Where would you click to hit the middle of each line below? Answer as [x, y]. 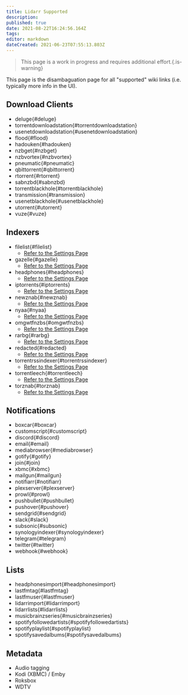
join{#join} [27, 463]
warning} [32, 68]
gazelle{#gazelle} [36, 259]
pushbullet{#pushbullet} [44, 501]
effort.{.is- [170, 62]
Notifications [31, 411]
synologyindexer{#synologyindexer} [59, 532]
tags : [13, 34]
